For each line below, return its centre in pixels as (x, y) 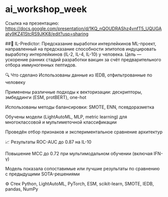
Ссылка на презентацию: (32, 23)
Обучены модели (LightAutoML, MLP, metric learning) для (66, 117)
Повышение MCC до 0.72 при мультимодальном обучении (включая (79, 153)
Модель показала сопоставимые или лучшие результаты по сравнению (82, 168)
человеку (16, 82)
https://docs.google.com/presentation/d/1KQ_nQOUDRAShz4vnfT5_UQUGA (83, 28)
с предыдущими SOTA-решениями (43, 174)
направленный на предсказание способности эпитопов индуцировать (81, 49)
